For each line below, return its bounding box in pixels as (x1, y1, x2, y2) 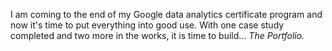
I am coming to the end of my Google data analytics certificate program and (10, 9, 323, 20)
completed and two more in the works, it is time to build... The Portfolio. (10, 30, 305, 41)
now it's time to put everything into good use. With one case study (10, 19, 285, 31)
